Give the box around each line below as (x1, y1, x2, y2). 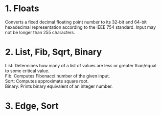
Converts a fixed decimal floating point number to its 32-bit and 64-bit (5, 19, 147, 25)
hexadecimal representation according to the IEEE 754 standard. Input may (5, 24, 156, 30)
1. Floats (5, 3, 39, 14)
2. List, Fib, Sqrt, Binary (5, 47, 102, 58)
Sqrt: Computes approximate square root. (5, 78, 89, 84)
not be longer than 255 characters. (5, 29, 75, 35)
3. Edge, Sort (5, 100, 59, 112)
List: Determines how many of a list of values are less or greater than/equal (5, 62, 157, 68)
